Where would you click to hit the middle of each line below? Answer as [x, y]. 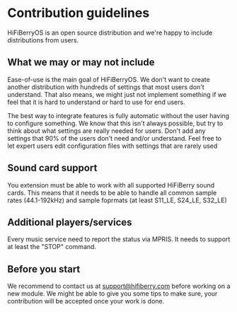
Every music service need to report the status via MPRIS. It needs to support [119, 239]
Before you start [44, 269]
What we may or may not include [81, 63]
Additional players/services [70, 222]
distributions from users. [43, 40]
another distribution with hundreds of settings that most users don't [106, 87]
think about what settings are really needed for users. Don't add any [106, 131]
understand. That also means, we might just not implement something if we [117, 94]
